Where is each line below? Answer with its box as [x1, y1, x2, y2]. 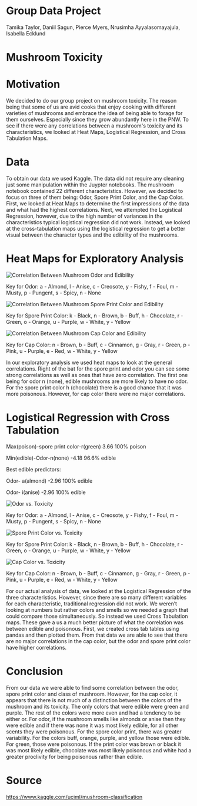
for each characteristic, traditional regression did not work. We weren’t [6, 600, 178, 607]
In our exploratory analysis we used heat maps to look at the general [6, 359, 172, 366]
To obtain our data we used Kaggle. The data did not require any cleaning [6, 175, 185, 182]
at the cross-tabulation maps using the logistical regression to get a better [6, 225, 186, 232]
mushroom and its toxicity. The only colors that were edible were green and [6, 703, 189, 710]
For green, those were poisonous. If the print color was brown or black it [6, 741, 181, 748]
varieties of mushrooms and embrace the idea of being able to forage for [6, 110, 183, 117]
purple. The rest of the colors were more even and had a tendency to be [6, 709, 181, 716]
